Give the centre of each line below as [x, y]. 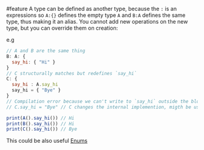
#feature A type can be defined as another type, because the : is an [92, 9]
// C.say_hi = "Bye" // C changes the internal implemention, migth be [99, 107]
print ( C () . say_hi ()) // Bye [42, 129]
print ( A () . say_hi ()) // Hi [40, 118]
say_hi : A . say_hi [35, 85]
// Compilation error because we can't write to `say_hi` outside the [97, 101]
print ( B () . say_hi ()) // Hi [40, 123]
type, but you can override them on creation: [62, 28]
